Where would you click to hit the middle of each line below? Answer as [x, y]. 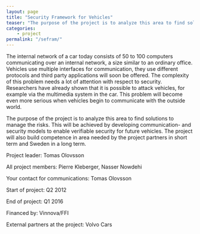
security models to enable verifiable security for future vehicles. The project [99, 131]
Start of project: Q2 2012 [36, 190]
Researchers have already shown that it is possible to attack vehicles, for [96, 88]
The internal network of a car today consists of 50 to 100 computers [90, 56]
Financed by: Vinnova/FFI [37, 213]
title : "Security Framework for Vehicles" [60, 17]
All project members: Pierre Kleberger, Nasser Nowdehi [74, 167]
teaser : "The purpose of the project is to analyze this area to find [96, 23]
